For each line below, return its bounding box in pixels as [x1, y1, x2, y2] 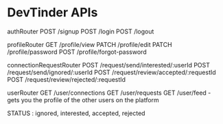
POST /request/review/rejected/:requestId [7, 75, 126, 83]
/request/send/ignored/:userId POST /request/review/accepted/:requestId [7, 68, 216, 76]
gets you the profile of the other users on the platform [7, 95, 159, 104]
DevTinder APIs [7, 5, 98, 20]
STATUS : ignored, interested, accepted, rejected [7, 109, 145, 117]
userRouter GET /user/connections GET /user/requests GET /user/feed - [7, 89, 211, 97]
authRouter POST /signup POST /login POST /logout [7, 27, 154, 35]
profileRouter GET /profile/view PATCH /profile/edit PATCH [7, 40, 173, 48]
